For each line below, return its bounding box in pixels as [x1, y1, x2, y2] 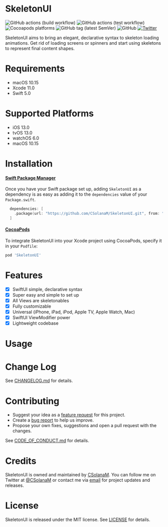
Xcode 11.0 [12, 85, 35, 91]
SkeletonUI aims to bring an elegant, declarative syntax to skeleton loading [5, 35, 159, 41]
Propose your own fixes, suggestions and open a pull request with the [12, 423, 156, 429]
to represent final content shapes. [5, 45, 75, 51]
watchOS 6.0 [12, 135, 39, 141]
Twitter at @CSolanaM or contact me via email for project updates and [5, 477, 150, 483]
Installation [5, 158, 53, 169]
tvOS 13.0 [12, 129, 32, 136]
